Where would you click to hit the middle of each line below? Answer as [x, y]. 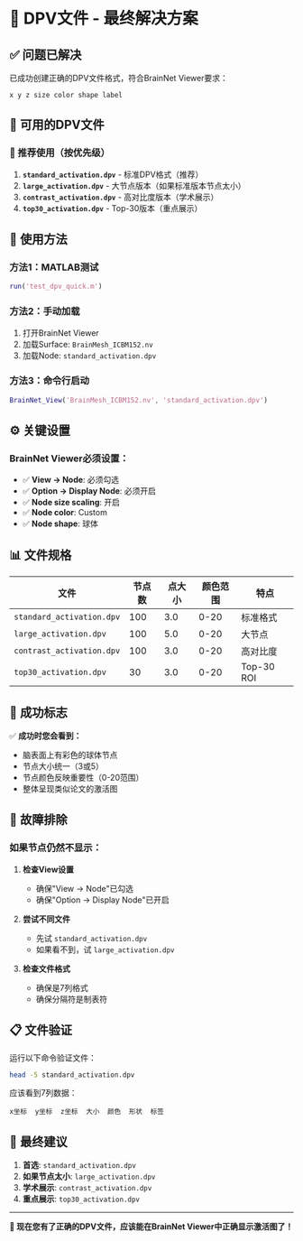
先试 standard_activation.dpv [92, 938]
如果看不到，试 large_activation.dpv [105, 949]
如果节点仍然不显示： [55, 847]
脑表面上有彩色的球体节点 [70, 755]
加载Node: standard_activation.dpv [89, 355]
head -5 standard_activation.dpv [72, 1075]
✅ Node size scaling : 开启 [71, 503]
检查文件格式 [46, 968]
